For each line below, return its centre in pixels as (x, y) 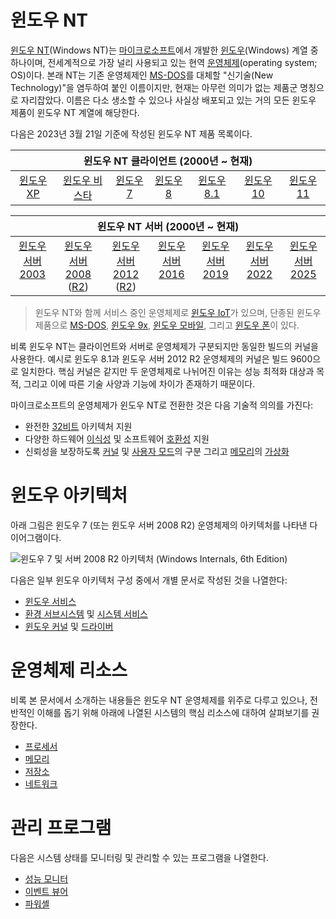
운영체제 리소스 (69, 670)
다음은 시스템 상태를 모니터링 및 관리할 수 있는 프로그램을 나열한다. (139, 857)
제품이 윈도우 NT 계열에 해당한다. (75, 112)
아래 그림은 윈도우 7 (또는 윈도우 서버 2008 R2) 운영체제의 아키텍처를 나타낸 (159, 525)
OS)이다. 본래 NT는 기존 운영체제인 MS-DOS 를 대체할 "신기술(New (142, 75)
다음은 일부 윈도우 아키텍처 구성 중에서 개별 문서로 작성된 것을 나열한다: (149, 580)
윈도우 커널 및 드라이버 (69, 626)
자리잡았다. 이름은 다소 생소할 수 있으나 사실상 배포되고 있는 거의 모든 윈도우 (168, 100)
